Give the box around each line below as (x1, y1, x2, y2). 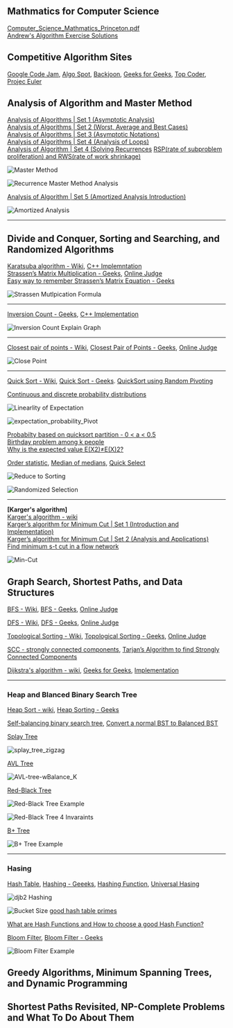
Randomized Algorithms (7, 243, 114, 255)
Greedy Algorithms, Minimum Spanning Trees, (7, 967, 212, 979)
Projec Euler (7, 77, 42, 85)
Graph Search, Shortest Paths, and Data (7, 575, 183, 588)
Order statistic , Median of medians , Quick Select (7, 459, 146, 467)
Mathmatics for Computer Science (7, 6, 159, 17)
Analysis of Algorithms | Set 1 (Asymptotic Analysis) (7, 116, 155, 124)
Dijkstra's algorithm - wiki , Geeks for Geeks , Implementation (7, 666, 179, 674)
